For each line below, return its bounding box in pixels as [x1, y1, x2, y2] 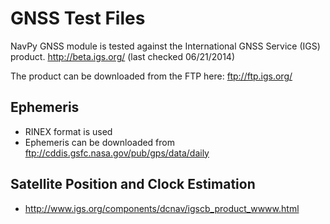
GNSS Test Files [10, 7, 146, 30]
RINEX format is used [24, 125, 113, 137]
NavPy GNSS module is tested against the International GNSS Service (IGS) [10, 40, 321, 52]
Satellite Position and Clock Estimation [10, 176, 256, 193]
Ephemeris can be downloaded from [24, 136, 175, 148]
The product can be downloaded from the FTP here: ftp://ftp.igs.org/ [10, 70, 293, 82]
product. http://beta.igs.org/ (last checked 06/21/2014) [10, 50, 236, 62]
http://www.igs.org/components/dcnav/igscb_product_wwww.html [24, 202, 300, 214]
